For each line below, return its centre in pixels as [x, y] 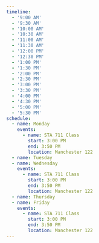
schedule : [19, 118]
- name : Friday [31, 203]
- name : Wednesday [35, 163]
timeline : [19, 12]
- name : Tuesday [32, 157]
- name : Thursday [34, 197]
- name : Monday [31, 124]
